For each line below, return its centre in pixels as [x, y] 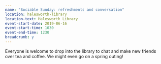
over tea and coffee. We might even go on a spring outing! [64, 56]
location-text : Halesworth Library [42, 19]
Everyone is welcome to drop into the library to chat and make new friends [81, 51]
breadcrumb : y [20, 37]
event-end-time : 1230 [27, 32]
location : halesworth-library [36, 14]
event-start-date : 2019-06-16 [36, 23]
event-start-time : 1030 [30, 28]
